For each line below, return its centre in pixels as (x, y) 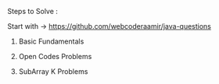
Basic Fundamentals (51, 41)
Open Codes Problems (55, 56)
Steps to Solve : (32, 11)
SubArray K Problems (53, 72)
